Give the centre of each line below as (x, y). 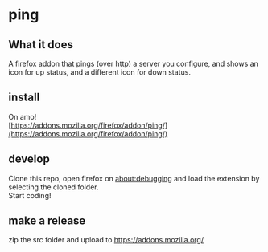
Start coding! (30, 195)
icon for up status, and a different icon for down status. (100, 72)
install (24, 98)
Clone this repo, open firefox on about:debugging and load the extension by (134, 178)
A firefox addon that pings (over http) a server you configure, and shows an (134, 63)
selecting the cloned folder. (54, 187)
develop (29, 159)
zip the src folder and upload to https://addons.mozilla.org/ (106, 240)
